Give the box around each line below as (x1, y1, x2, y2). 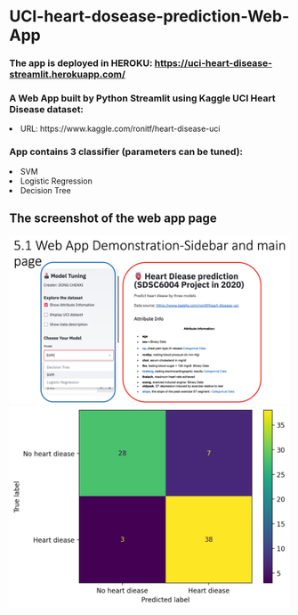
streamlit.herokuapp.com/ (9, 69, 126, 81)
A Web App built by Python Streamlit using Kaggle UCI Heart (9, 92, 276, 104)
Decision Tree (20, 184, 71, 195)
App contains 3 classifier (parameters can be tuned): (9, 145, 243, 158)
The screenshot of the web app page (9, 211, 218, 226)
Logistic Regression (20, 176, 93, 186)
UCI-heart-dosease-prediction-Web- (9, 6, 290, 27)
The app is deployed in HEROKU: (9, 57, 153, 70)
